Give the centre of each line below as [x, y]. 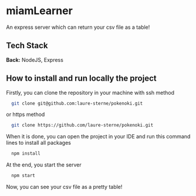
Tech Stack [27, 46]
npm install [26, 154]
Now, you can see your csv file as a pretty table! [64, 187]
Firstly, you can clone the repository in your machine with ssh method [90, 92]
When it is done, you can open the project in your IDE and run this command [98, 137]
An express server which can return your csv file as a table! [78, 27]
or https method [26, 114]
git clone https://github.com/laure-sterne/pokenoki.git [82, 125]
